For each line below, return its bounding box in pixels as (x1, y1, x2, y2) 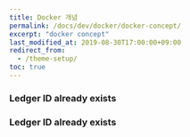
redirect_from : (9, 46, 66, 55)
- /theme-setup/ (17, 54, 78, 63)
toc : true (9, 63, 46, 72)
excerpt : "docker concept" (9, 29, 110, 38)
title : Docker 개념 (9, 12, 78, 22)
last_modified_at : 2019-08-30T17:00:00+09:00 (9, 37, 181, 47)
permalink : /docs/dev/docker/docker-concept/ (9, 21, 181, 30)
